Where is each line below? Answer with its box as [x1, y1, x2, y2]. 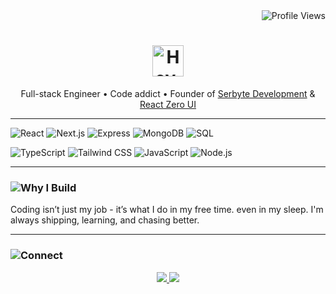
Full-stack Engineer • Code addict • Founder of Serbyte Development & [20, 87, 316, 99]
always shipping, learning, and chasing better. [10, 214, 200, 226]
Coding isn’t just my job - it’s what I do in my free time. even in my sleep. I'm [10, 204, 324, 216]
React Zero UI [139, 98, 197, 110]
